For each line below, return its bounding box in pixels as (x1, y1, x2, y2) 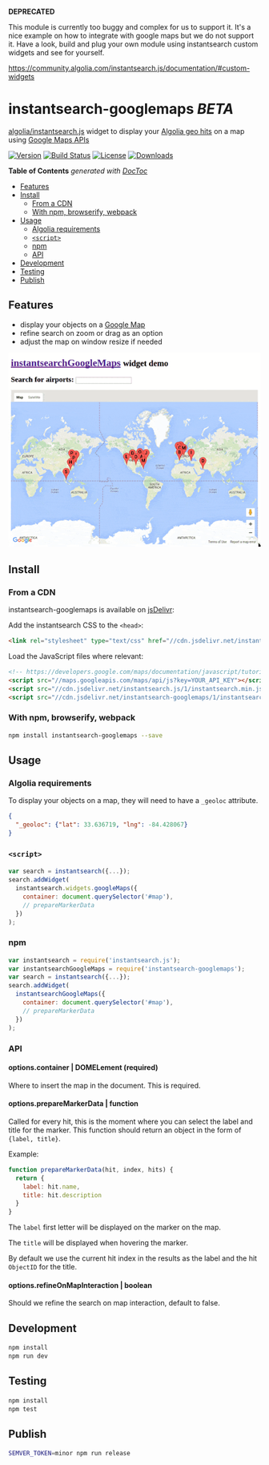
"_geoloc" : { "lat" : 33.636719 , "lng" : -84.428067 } (15, 821, 188, 829)
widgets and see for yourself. (8, 48, 105, 57)
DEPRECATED (8, 7, 55, 16)
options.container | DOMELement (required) (8, 1063, 159, 1072)
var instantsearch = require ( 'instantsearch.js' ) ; (8, 956, 181, 964)
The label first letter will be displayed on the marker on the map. (8, 1222, 222, 1233)
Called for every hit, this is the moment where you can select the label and (8, 1116, 254, 1126)
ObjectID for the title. (8, 1262, 78, 1272)
